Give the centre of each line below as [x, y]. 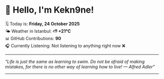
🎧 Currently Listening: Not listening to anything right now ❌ [65, 45]
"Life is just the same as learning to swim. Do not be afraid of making [75, 61]
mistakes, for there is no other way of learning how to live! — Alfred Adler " [80, 67]
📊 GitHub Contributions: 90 [33, 38]
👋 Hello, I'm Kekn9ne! [50, 10]
